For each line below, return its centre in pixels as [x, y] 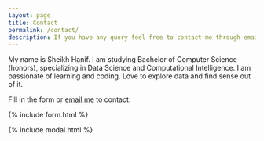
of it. [16, 85]
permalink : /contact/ [44, 30]
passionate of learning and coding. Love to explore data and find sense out [130, 76]
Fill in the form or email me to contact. [70, 99]
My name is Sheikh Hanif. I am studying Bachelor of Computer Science [123, 60]
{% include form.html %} [48, 115]
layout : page [29, 15]
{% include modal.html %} [51, 130]
